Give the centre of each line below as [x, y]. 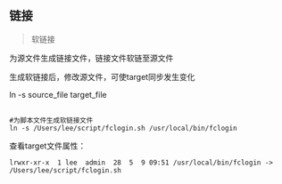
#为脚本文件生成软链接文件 [51, 120]
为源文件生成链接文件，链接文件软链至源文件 [91, 58]
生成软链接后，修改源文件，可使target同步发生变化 [102, 76]
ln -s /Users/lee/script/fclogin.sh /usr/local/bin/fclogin [124, 128]
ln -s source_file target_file [58, 94]
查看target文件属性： [48, 146]
